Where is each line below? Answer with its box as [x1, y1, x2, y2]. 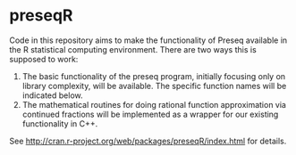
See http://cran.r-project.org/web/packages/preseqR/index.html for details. [9, 135, 287, 146]
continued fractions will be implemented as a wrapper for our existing [21, 109, 279, 119]
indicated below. [21, 90, 83, 101]
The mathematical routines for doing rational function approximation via [21, 99, 286, 110]
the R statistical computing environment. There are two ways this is [9, 44, 257, 54]
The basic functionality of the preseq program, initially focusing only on [21, 70, 286, 81]
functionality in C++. [21, 118, 98, 129]
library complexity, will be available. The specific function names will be [21, 80, 287, 91]
